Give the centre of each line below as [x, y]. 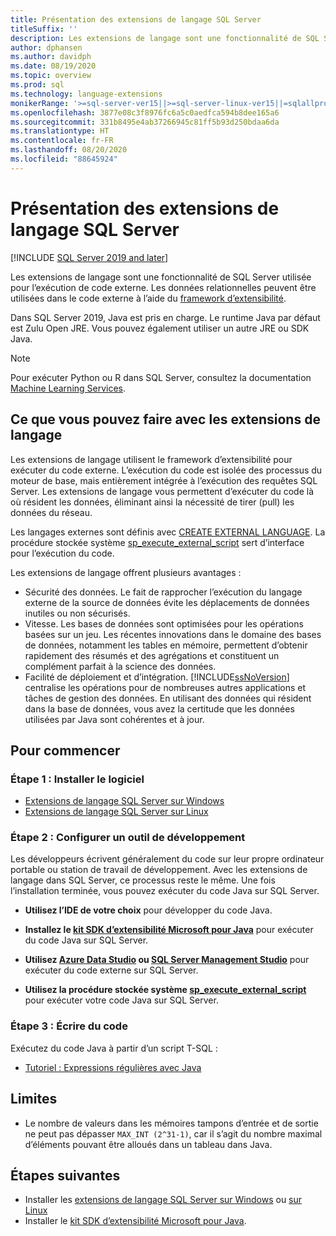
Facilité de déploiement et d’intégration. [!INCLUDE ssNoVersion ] [157, 677]
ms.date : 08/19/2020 [53, 66]
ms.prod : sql [37, 85]
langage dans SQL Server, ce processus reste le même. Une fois [143, 880]
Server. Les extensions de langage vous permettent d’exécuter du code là [162, 491]
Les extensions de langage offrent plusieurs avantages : [126, 572]
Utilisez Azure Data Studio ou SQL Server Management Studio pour [167, 960]
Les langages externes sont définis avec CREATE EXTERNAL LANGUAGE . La [168, 532]
